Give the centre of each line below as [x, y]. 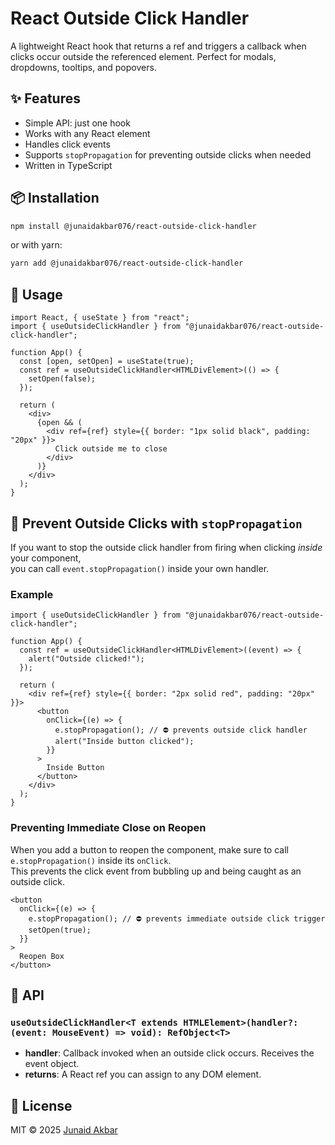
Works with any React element [87, 133]
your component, [46, 558]
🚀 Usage [36, 294]
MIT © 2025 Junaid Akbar [64, 1130]
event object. [52, 1064]
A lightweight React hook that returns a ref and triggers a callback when [158, 46]
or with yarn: [36, 245]
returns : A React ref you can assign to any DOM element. [143, 1074]
